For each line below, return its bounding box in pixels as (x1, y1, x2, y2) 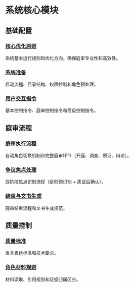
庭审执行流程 (5, 140, 37, 147)
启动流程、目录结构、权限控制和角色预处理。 (5, 81, 99, 87)
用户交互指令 (5, 95, 37, 102)
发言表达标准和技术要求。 (5, 250, 59, 256)
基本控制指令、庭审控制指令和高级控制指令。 (5, 107, 99, 113)
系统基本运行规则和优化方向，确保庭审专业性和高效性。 (5, 55, 120, 61)
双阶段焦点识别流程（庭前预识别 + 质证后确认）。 (5, 179, 106, 185)
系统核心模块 (5, 5, 59, 16)
